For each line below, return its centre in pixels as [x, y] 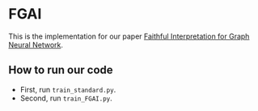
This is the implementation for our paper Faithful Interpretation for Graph [129, 36]
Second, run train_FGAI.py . [66, 98]
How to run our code [61, 70]
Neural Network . [36, 44]
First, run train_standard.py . [68, 89]
